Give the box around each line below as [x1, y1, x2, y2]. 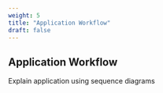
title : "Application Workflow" [8, 19, 111, 27]
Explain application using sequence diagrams [8, 76, 155, 86]
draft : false [8, 26, 51, 34]
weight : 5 [8, 11, 41, 20]
